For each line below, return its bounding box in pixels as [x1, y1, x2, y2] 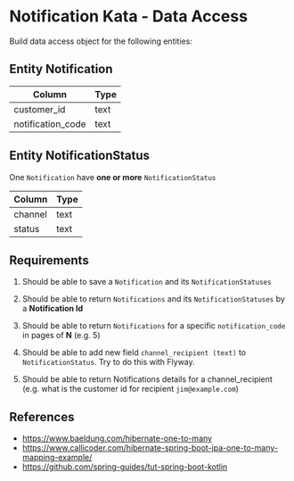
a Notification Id [21, 303, 84, 314]
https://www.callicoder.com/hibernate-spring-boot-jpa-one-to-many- [21, 443, 279, 453]
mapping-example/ [21, 452, 93, 463]
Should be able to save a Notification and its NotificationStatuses [21, 277, 272, 287]
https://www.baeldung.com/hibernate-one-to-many [21, 433, 212, 444]
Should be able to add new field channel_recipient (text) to [21, 347, 247, 358]
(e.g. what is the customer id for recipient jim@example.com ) [21, 384, 239, 394]
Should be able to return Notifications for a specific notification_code [21, 320, 286, 331]
